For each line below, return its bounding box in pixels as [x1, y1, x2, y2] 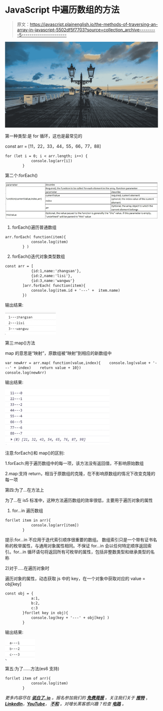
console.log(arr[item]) [31, 523, 79, 528]
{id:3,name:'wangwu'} [31, 278, 75, 283]
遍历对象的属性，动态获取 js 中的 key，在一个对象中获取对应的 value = [5, 576, 146, 581]
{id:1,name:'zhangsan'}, [31, 268, 81, 273]
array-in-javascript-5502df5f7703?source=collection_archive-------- [16, 27, 155, 33]
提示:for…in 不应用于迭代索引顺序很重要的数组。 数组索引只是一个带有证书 [5, 537, 153, 543]
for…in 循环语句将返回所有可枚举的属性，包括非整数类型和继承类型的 [13, 549, 151, 555]
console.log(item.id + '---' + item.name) [31, 288, 120, 293]
